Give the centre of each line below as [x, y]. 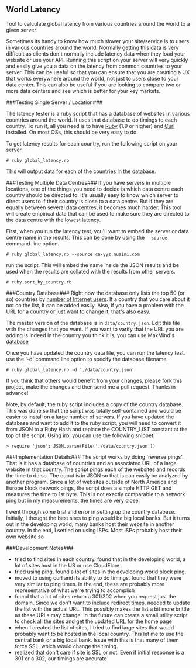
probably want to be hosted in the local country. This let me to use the [99, 634]
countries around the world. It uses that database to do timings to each [92, 120]
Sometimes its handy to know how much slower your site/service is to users [98, 41]
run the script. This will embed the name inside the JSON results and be [93, 265]
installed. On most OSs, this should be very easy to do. [72, 132]
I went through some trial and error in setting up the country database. [91, 511]
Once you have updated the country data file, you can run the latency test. [96, 352]
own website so [25, 537]
